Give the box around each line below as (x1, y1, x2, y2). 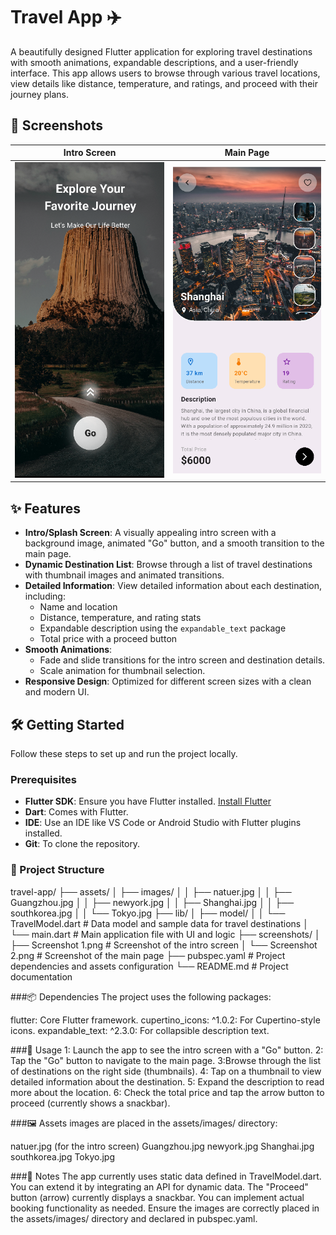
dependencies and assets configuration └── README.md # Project (10, 960, 289, 972)
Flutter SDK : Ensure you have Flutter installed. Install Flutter (24, 795, 272, 808)
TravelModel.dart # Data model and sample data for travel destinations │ (10, 917, 309, 929)
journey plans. (10, 88, 70, 100)
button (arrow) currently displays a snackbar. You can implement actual (10, 1191, 305, 1203)
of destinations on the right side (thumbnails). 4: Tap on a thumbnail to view (10, 1065, 322, 1077)
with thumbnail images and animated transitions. (24, 569, 225, 581)
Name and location (39, 601, 118, 613)
